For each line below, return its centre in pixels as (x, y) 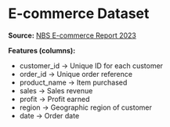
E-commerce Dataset (79, 14)
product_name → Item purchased (73, 82)
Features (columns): (42, 50)
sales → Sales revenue (56, 90)
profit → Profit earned (54, 99)
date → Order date (49, 115)
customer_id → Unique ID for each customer (91, 65)
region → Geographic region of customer (86, 107)
